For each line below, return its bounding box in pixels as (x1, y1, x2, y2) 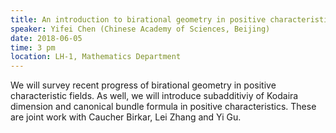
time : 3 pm (10, 42, 56, 53)
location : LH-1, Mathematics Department (10, 52, 182, 62)
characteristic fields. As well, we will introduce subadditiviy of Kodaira (10, 90, 299, 102)
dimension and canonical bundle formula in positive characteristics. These (10, 101, 317, 113)
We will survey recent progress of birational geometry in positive (10, 79, 277, 91)
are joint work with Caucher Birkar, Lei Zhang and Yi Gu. (10, 111, 242, 123)
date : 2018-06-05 (10, 33, 83, 43)
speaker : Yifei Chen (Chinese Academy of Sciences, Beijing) (10, 24, 271, 34)
